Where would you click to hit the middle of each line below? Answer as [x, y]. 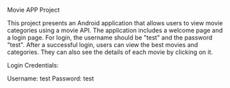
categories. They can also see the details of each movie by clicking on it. [110, 52]
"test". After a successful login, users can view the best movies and [103, 45]
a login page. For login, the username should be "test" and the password [110, 38]
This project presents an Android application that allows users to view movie [115, 23]
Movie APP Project [34, 10]
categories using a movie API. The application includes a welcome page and [115, 30]
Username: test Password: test [50, 78]
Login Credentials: [33, 65]
